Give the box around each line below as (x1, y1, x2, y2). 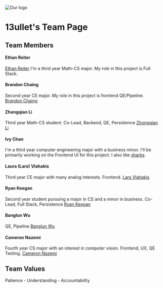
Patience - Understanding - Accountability (5, 278, 90, 284)
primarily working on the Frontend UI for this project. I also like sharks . (5, 152, 146, 158)
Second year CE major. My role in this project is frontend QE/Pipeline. (5, 93, 145, 98)
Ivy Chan (5, 136, 24, 142)
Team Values (5, 265, 45, 273)
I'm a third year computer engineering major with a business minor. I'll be (5, 147, 152, 153)
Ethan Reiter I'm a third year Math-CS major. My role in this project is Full (5, 65, 151, 71)
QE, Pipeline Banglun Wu (5, 223, 55, 229)
